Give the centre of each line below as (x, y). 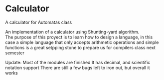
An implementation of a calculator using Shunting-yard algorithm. (72, 32)
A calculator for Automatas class (39, 22)
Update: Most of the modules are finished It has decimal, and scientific (78, 62)
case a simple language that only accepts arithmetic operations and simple (82, 42)
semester (15, 53)
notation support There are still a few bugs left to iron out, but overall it (78, 68)
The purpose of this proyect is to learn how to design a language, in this (79, 37)
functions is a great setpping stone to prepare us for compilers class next (81, 47)
